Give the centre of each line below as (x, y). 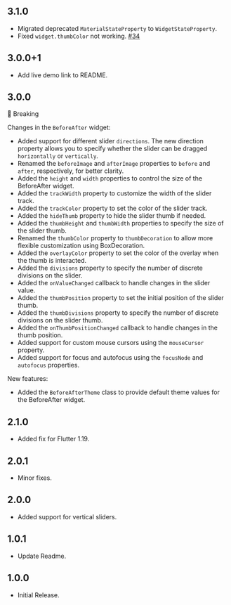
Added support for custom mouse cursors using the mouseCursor (111, 343)
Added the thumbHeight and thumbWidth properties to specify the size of (121, 223)
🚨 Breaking (23, 114)
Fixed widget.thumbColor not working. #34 (79, 36)
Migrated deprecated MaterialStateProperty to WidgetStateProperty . (117, 28)
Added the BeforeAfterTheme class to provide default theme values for (118, 392)
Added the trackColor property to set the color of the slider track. (112, 208)
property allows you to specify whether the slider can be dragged (112, 149)
